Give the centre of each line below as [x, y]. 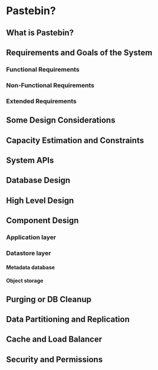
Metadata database [30, 267]
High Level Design [40, 200]
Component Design [42, 220]
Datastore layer [29, 253]
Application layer [31, 237]
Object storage [25, 281]
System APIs [30, 160]
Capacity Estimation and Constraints [75, 140]
